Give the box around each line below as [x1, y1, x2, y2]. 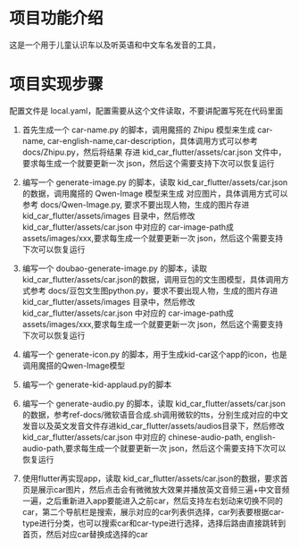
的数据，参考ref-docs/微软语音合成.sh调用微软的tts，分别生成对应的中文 [21, 409, 288, 420]
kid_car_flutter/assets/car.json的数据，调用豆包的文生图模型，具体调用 [21, 274, 281, 284]
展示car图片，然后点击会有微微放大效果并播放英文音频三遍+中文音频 [37, 484, 290, 494]
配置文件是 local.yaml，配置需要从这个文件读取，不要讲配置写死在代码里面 [9, 105, 284, 116]
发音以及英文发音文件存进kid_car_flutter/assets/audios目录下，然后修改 [21, 420, 285, 431]
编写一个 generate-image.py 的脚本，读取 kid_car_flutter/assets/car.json [21, 176, 288, 188]
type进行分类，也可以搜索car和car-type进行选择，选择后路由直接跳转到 [21, 518, 287, 528]
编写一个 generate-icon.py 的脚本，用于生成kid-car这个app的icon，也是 [21, 349, 287, 359]
